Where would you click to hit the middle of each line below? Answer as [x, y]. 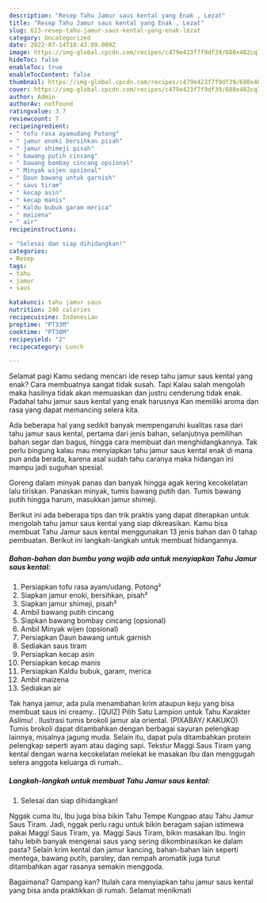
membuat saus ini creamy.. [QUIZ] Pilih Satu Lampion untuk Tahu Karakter [130, 712]
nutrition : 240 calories [50, 310]
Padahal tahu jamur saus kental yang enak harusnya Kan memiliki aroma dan [134, 402]
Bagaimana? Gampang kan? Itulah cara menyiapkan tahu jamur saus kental [131, 882]
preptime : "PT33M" [39, 325]
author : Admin [32, 97]
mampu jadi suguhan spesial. [57, 467]
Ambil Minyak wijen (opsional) [69, 629]
